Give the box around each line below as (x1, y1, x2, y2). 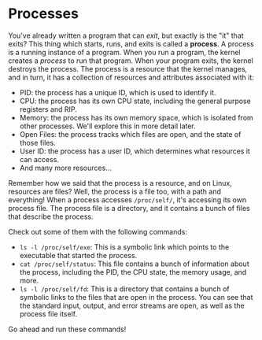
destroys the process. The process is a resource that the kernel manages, (8, 64, 248, 73)
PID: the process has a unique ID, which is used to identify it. (19, 87, 216, 97)
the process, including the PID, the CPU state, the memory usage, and (19, 267, 247, 276)
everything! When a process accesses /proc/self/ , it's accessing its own (8, 194, 246, 205)
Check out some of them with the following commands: (8, 227, 187, 236)
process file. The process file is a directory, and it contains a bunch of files (8, 203, 250, 213)
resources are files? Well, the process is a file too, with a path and (8, 187, 222, 196)
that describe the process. (8, 212, 94, 221)
